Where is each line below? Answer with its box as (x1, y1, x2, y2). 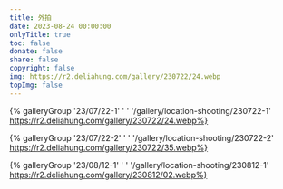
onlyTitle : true (9, 30, 71, 39)
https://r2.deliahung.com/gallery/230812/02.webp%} (9, 169, 208, 180)
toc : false (9, 38, 51, 48)
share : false (9, 55, 59, 64)
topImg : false (9, 80, 63, 90)
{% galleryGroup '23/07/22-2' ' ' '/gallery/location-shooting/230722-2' (9, 132, 274, 143)
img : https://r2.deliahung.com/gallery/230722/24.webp (9, 72, 221, 81)
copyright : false (9, 64, 75, 73)
